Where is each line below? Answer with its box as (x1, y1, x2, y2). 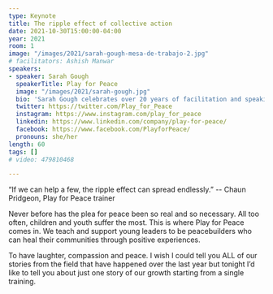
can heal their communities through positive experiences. (8, 235, 201, 244)
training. (8, 277, 37, 287)
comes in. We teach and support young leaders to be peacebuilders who (8, 227, 253, 236)
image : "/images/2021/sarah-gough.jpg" (15, 87, 151, 96)
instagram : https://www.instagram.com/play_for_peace (15, 110, 201, 119)
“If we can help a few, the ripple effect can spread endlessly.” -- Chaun (8, 184, 246, 195)
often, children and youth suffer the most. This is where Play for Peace (8, 218, 245, 227)
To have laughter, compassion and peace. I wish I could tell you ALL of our (8, 251, 258, 261)
